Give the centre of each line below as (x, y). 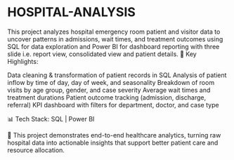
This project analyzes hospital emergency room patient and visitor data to (114, 32)
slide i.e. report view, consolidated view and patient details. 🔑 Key (102, 54)
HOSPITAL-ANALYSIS (71, 12)
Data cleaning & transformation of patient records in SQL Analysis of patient (117, 75)
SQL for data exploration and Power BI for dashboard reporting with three (113, 46)
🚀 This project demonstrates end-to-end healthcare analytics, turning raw (114, 135)
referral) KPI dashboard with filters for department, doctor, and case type (113, 105)
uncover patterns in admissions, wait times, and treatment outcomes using (115, 39)
